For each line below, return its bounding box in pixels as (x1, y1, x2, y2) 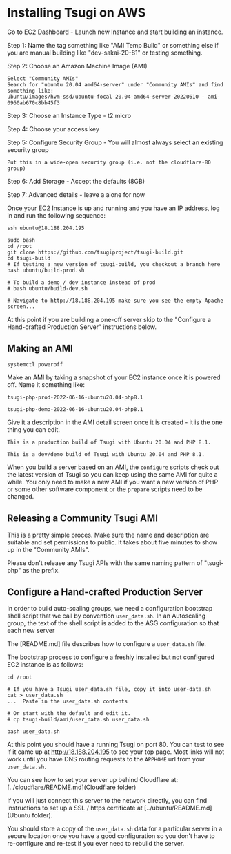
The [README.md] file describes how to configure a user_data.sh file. (7, 640, 207, 648)
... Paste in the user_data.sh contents (7, 698, 128, 705)
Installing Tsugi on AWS (7, 5, 146, 21)
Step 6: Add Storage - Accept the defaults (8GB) (7, 177, 145, 185)
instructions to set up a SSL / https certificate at (7, 804, 143, 813)
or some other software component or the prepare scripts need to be (7, 485, 203, 493)
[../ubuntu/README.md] (143, 804, 212, 813)
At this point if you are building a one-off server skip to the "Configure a (7, 315, 212, 323)
